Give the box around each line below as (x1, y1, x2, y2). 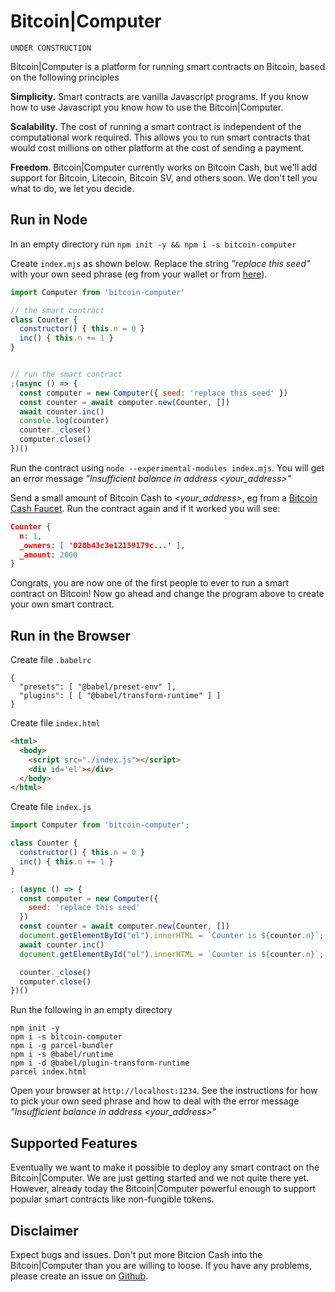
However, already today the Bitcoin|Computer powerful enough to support (10, 1183, 317, 1195)
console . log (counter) (19, 416, 110, 426)
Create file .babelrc (10, 654, 92, 666)
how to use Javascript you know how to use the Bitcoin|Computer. (10, 101, 284, 113)
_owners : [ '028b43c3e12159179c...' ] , (19, 540, 186, 550)
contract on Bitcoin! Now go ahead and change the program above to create (10, 588, 325, 600)
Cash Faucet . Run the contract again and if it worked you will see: (10, 502, 281, 514)
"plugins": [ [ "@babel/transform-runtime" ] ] (19, 691, 222, 701)
